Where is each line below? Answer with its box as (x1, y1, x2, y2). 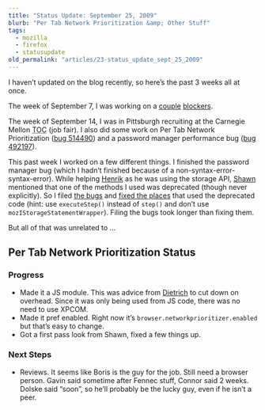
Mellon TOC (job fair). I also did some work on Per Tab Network (8, 124, 215, 135)
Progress (8, 270, 44, 281)
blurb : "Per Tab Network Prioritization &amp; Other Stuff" (8, 19, 211, 27)
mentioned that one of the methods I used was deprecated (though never (8, 182, 248, 192)
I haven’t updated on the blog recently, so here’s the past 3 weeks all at (8, 77, 240, 87)
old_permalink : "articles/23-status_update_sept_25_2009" (8, 56, 203, 64)
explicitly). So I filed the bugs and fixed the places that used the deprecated (8, 191, 256, 200)
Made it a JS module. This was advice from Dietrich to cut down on (19, 287, 239, 297)
